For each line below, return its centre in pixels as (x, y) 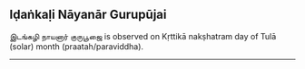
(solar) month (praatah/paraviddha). (76, 46)
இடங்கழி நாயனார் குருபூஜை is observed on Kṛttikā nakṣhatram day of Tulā (143, 36)
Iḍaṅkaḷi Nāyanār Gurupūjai (88, 15)
